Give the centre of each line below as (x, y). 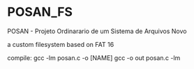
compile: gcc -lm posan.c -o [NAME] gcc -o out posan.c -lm (94, 58)
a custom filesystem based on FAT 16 (61, 44)
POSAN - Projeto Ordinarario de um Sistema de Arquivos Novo (97, 31)
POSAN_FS (40, 12)
